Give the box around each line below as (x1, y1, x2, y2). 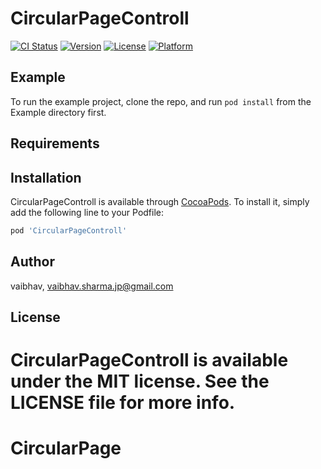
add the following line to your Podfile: (10, 206, 165, 218)
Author (10, 253, 55, 271)
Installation (10, 169, 82, 186)
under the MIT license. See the (10, 370, 270, 393)
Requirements (10, 135, 100, 152)
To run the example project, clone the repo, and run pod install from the (10, 95, 312, 107)
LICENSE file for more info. (10, 392, 236, 414)
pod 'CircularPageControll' (10, 225, 128, 236)
